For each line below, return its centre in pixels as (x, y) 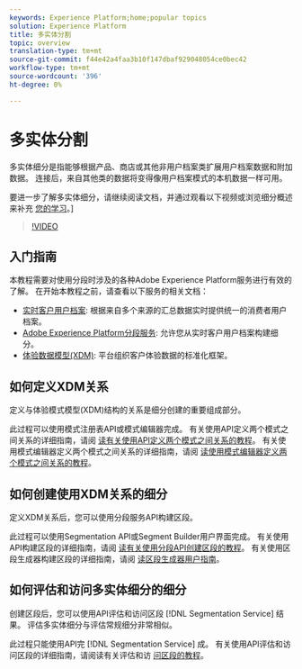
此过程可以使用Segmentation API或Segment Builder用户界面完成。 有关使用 (149, 536)
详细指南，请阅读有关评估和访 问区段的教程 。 (124, 655)
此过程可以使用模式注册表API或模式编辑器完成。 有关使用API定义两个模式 (145, 429)
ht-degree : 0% (36, 85)
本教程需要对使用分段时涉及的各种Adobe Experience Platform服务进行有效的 (151, 280)
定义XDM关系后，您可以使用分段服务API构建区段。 (103, 517)
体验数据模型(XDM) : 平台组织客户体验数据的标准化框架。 (127, 356)
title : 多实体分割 (40, 34)
